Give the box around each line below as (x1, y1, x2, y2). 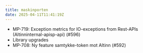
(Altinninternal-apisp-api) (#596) (12, 31, 81, 37)
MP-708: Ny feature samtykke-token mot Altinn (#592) (12, 42, 126, 48)
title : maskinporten (5, 7, 49, 13)
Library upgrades (12, 36, 49, 43)
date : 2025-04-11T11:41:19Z (5, 12, 64, 17)
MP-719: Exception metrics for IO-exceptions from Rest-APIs (12, 26, 138, 32)
